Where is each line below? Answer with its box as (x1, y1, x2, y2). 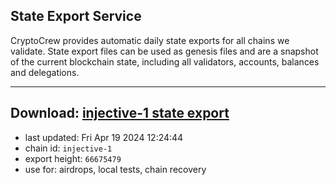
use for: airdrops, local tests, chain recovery (24, 163, 207, 175)
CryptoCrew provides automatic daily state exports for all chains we (10, 34, 290, 46)
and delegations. (10, 66, 80, 78)
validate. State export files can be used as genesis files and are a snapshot (10, 45, 319, 57)
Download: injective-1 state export (10, 105, 230, 122)
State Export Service (10, 8, 142, 25)
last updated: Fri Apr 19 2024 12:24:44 (24, 131, 184, 143)
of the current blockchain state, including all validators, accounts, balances (10, 55, 320, 68)
